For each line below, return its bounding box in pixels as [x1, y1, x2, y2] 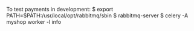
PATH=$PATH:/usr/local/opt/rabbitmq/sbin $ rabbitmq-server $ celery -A [6, 12, 189, 19]
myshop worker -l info [6, 18, 62, 25]
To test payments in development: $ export [6, 6, 114, 13]
